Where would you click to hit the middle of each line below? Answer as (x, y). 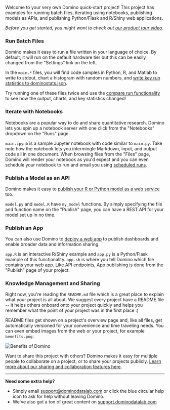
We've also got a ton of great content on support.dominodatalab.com (84, 402)
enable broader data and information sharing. (53, 244)
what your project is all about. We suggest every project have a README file (85, 300)
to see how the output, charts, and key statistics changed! (66, 99)
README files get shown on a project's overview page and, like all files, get (84, 320)
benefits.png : (19, 337)
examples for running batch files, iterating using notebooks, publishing (79, 13)
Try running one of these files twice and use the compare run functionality (83, 93)
